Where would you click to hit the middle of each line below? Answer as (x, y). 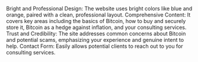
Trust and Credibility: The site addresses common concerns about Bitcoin (96, 34)
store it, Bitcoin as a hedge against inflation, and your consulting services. (96, 27)
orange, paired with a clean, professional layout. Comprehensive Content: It (98, 15)
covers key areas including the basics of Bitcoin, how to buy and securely (96, 21)
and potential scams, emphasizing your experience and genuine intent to (95, 40)
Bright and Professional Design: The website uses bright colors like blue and (99, 9)
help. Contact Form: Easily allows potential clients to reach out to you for (95, 46)
